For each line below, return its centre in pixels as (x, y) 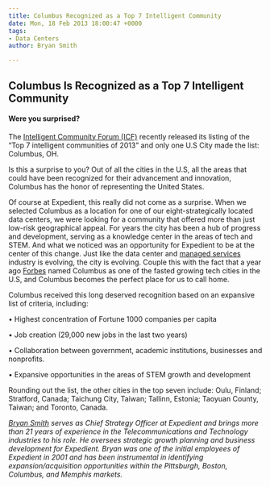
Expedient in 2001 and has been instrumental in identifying (106, 457)
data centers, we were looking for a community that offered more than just (132, 219)
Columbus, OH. (33, 153)
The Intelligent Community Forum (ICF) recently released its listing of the (129, 136)
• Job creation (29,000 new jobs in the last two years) (98, 335)
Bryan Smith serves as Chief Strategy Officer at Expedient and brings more (134, 422)
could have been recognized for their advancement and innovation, (120, 177)
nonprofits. (27, 359)
